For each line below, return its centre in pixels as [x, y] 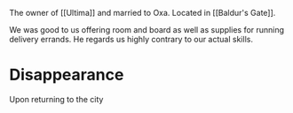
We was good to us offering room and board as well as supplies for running [147, 30]
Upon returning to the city [56, 99]
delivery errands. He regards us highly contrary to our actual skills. [131, 39]
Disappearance [67, 75]
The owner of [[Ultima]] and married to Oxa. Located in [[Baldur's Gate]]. [143, 13]
